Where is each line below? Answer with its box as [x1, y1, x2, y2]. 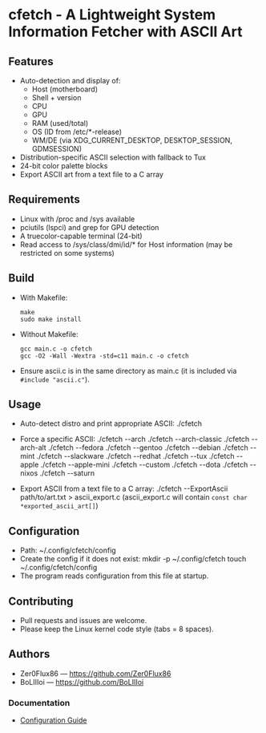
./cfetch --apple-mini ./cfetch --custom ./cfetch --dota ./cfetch [40, 460, 248, 470]
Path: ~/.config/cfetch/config [19, 545, 116, 555]
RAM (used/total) [31, 119, 89, 128]
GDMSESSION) [31, 144, 83, 153]
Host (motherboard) [31, 84, 99, 94]
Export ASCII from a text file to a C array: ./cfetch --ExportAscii [19, 484, 228, 494]
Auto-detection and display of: [19, 76, 121, 85]
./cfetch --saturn [39, 468, 95, 478]
